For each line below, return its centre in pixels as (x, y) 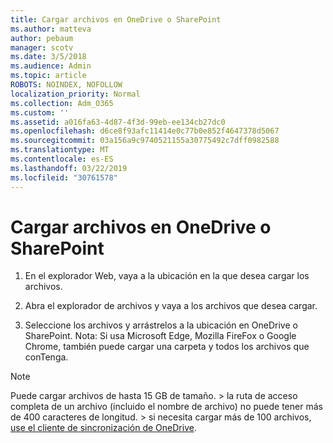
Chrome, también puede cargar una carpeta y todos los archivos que (167, 347)
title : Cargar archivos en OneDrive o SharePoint (116, 19)
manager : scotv (42, 47)
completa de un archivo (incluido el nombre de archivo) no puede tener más (166, 407)
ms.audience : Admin (51, 66)
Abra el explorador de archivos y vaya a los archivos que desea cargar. (171, 306)
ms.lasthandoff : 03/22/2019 (69, 168)
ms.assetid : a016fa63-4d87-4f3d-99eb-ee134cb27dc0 (118, 122)
